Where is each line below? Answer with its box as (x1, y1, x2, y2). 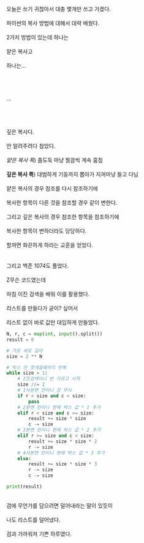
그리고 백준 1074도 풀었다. (6, 262, 69, 269)
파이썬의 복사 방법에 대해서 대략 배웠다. (6, 20, 100, 26)
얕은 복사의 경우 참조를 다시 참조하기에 (6, 185, 98, 192)
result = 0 (6, 336, 34, 343)
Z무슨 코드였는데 (6, 276, 46, 283)
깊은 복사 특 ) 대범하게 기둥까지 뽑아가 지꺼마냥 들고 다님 (6, 171, 139, 178)
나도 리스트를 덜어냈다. (6, 516, 61, 523)
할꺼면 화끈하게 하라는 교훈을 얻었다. (6, 241, 93, 249)
